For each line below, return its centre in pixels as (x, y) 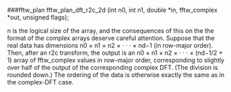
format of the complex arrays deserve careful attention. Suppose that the (111, 38)
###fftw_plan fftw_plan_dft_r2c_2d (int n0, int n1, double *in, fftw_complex (112, 10)
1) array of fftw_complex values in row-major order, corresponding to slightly (116, 60)
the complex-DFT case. (41, 82)
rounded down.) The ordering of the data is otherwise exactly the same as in (116, 75)
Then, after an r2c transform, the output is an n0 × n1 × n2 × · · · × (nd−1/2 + (115, 53)
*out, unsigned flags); (38, 17)
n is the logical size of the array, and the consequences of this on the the (111, 31)
